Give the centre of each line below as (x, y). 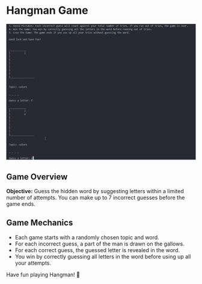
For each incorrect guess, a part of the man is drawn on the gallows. (99, 244)
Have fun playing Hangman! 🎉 (43, 274)
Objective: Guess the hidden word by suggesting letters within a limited (95, 191)
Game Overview (37, 177)
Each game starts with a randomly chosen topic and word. (87, 237)
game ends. (21, 204)
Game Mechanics (40, 223)
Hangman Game (47, 11)
